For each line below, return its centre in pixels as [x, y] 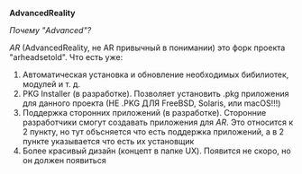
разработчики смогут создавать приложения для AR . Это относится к [158, 122]
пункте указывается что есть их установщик [108, 141]
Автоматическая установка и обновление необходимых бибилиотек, [156, 74]
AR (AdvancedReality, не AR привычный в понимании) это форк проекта [147, 48]
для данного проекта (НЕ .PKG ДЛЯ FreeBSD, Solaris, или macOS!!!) [151, 103]
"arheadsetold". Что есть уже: [66, 57]
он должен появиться [64, 160]
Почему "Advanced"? [50, 30]
